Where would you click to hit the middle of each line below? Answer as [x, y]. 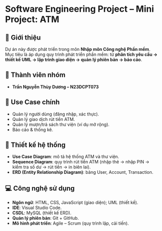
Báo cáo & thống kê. [33, 129]
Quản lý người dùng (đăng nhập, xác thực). [55, 114]
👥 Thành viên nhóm [35, 75]
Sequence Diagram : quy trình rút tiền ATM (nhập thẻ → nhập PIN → [81, 162]
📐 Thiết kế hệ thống [35, 145]
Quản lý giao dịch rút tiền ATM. [43, 119]
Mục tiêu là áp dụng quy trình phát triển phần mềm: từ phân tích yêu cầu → [81, 54]
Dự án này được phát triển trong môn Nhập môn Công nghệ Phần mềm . [78, 49]
